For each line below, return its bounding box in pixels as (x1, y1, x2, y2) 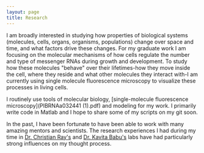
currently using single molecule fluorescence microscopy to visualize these (6, 77, 196, 84)
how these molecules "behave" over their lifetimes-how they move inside (6, 64, 191, 71)
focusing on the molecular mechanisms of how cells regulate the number (6, 51, 190, 58)
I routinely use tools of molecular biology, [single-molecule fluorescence (6, 95, 189, 103)
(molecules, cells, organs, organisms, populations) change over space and (6, 38, 194, 45)
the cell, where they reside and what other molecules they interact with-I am (6, 70, 199, 78)
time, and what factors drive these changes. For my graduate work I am (6, 44, 186, 52)
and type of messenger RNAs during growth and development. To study (6, 58, 188, 65)
